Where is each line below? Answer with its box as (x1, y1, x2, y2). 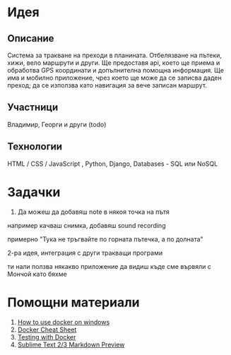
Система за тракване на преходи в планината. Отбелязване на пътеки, (7, 51, 223, 59)
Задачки (7, 184, 61, 200)
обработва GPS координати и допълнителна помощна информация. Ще (7, 66, 225, 74)
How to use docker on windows (17, 318, 110, 326)
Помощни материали (7, 294, 140, 311)
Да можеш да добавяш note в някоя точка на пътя (17, 207, 170, 216)
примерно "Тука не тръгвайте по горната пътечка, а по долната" (7, 234, 203, 243)
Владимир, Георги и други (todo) (7, 120, 107, 128)
